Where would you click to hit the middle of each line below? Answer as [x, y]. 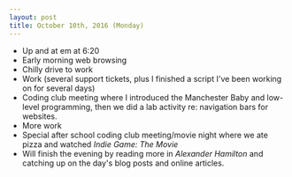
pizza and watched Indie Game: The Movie [100, 144]
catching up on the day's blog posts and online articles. [123, 163]
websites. [39, 116]
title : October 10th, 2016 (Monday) [77, 26]
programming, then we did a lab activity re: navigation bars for [154, 107]
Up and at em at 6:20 [61, 50]
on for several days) [58, 88]
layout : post [33, 17]
